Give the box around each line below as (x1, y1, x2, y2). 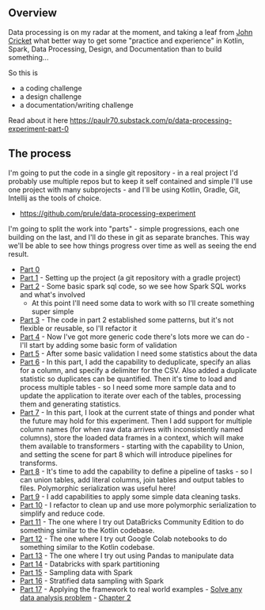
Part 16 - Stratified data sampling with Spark (19, 576, 165, 585)
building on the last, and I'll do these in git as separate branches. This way (8, 232, 250, 242)
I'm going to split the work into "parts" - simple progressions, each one (8, 223, 240, 233)
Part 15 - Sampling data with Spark (19, 567, 133, 577)
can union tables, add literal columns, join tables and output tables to (19, 475, 244, 484)
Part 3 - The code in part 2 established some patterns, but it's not (19, 315, 234, 324)
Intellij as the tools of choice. (8, 193, 102, 203)
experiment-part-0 (8, 124, 70, 133)
